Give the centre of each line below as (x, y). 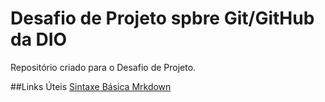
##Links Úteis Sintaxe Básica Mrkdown (91, 86)
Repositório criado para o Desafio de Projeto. (103, 67)
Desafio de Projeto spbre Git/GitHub (162, 18)
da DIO (39, 39)
